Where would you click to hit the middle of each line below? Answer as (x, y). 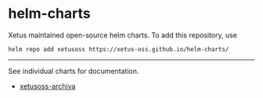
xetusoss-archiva (47, 86)
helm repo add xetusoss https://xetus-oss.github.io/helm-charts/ (119, 49)
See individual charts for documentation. (74, 71)
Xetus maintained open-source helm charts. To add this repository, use (122, 35)
